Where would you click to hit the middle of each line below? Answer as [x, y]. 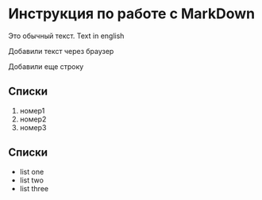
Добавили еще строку [46, 66]
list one [32, 171]
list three [34, 188]
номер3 [33, 127]
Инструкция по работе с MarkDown [132, 14]
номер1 [32, 110]
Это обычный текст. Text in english [66, 36]
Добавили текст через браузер [61, 51]
